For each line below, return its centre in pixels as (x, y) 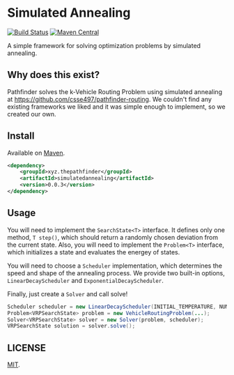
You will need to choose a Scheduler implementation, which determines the (115, 266)
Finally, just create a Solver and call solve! (68, 293)
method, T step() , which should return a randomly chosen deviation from (112, 237)
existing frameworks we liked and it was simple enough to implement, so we (116, 107)
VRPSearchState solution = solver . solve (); (71, 326)
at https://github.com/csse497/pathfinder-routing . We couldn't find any (110, 99)
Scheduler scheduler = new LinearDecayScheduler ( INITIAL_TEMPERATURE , (112, 307)
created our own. (32, 114)
